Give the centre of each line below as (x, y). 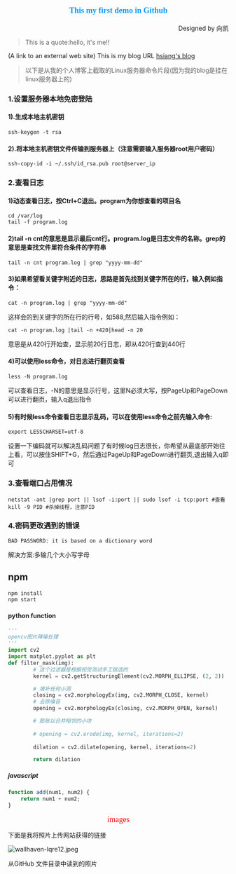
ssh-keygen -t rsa (35, 132)
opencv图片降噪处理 (33, 637)
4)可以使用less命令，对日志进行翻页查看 (67, 361)
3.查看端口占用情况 (40, 484)
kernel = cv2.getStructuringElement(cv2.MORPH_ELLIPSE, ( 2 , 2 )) (129, 676)
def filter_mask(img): (41, 663)
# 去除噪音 (47, 702)
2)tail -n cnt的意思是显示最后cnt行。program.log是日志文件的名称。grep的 (117, 238)
